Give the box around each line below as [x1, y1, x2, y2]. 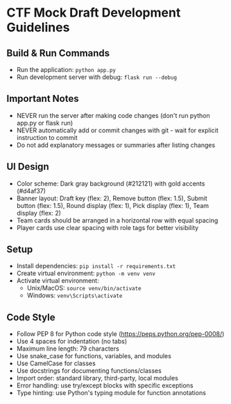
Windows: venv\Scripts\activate [26, 291, 123, 299]
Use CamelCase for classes [16, 359, 96, 368]
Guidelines [6, 19, 70, 35]
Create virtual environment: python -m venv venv [16, 269, 156, 278]
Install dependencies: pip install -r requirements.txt [16, 262, 176, 270]
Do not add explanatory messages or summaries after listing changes [16, 141, 216, 149]
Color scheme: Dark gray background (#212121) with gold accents [16, 179, 205, 188]
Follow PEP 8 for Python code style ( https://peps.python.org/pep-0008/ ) [16, 330, 225, 338]
